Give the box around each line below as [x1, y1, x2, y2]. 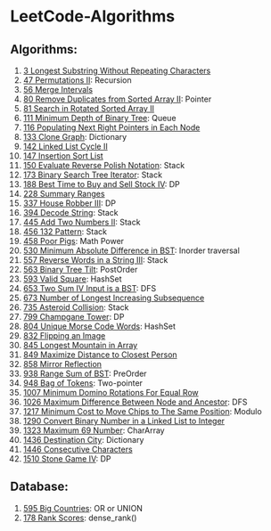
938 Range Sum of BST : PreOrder [22, 368, 147, 379]
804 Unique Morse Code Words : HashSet [22, 321, 177, 331]
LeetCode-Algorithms [10, 6, 176, 27]
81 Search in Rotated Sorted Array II [22, 103, 155, 113]
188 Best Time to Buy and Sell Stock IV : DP [22, 179, 181, 189]
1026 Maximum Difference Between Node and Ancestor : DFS [22, 396, 248, 407]
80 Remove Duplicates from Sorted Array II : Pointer [22, 94, 212, 104]
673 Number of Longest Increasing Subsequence [22, 292, 205, 303]
